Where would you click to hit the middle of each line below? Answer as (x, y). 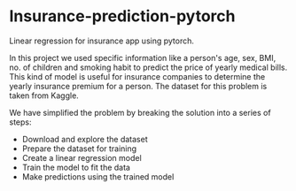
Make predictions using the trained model (98, 176)
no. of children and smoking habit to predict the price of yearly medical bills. (148, 67)
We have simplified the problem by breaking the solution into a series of (140, 112)
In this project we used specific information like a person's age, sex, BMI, (143, 57)
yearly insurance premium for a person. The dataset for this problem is (138, 86)
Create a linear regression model (82, 157)
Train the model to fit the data (76, 167)
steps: (20, 122)
